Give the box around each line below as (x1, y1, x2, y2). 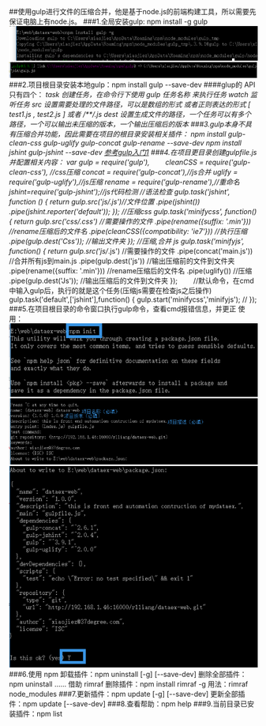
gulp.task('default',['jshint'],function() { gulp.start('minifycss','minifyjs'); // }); (9, 295, 257, 304)
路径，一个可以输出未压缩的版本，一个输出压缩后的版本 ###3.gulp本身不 (9, 119, 245, 129)
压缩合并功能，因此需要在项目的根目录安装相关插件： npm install (15, 129, 227, 138)
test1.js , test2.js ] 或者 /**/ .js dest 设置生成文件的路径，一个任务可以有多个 (9, 109, 252, 118)
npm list (36, 709, 62, 719)
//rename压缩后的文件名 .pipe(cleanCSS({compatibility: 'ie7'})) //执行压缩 (9, 226, 248, 235)
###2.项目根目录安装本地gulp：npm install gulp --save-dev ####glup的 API (9, 80, 256, 89)
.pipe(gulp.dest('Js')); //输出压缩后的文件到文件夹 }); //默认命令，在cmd (9, 276, 255, 285)
